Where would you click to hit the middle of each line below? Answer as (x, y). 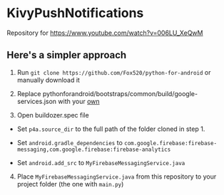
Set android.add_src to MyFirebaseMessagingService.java (101, 162)
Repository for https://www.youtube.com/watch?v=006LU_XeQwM (105, 33)
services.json (37, 101)
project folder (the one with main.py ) (70, 184)
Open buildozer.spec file (53, 115)
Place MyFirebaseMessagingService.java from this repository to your (117, 176)
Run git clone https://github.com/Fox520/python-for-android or (114, 72)
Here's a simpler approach (67, 55)
